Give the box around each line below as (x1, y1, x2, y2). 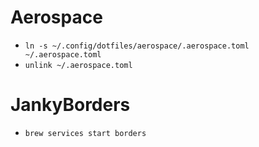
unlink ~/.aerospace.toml (24, 60, 133, 70)
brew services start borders (24, 128, 147, 138)
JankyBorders (10, 94, 131, 116)
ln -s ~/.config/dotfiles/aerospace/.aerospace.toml (24, 41, 250, 51)
